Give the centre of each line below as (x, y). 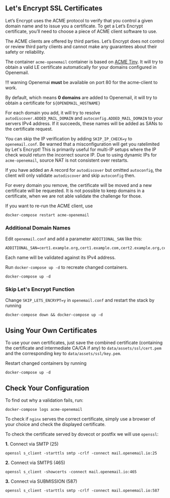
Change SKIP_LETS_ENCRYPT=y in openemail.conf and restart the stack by (80, 300)
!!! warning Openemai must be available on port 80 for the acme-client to (81, 82)
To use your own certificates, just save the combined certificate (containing (84, 343)
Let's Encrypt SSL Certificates (54, 8)
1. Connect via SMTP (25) (32, 444)
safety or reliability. (25, 52)
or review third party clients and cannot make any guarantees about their (81, 46)
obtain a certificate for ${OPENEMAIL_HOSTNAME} (53, 103)
